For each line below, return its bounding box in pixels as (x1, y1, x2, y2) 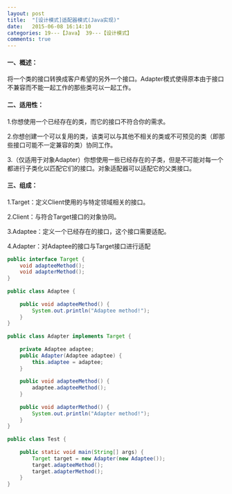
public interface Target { (7, 255, 85, 263)
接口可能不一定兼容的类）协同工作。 (12, 140, 116, 149)
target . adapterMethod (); (32, 468, 104, 475)
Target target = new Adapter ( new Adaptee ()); (32, 455, 166, 462)
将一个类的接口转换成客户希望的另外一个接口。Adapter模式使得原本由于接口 (7, 75, 224, 83)
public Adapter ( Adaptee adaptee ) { (19, 352, 123, 359)
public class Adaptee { (7, 288, 76, 295)
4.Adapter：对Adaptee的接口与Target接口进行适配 (7, 241, 151, 250)
